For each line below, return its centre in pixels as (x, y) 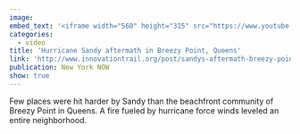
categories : (31, 34)
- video (32, 42)
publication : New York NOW (59, 68)
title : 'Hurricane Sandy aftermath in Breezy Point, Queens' (125, 51)
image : (21, 17)
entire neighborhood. (48, 120)
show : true (29, 76)
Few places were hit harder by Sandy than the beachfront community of (142, 101)
